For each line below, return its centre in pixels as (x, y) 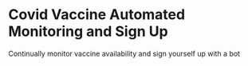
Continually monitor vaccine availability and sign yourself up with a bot (124, 53)
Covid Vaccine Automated (97, 15)
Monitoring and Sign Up (89, 31)
